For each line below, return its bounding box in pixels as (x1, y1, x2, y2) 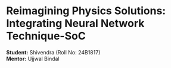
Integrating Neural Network (6, 17, 145, 30)
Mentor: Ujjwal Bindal (6, 55, 60, 62)
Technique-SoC (6, 30, 86, 43)
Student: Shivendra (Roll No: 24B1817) (6, 48, 101, 56)
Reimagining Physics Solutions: (6, 4, 166, 18)
